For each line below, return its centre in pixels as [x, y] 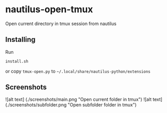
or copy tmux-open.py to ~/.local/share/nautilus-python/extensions [78, 71]
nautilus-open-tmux [49, 9]
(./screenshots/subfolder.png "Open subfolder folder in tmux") [71, 105]
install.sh [17, 61]
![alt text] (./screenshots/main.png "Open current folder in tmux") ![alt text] [84, 99]
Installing [20, 40]
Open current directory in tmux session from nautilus [61, 24]
